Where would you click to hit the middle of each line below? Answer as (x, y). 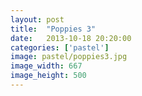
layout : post (37, 19)
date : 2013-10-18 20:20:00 (71, 38)
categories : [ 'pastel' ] (60, 47)
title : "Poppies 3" (53, 29)
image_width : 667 (46, 66)
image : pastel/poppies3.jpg (69, 57)
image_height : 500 (48, 76)
